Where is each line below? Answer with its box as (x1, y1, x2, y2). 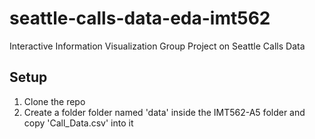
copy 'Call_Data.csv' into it (23, 117, 134, 129)
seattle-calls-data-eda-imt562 (9, 7, 271, 30)
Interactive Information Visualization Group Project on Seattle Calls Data (9, 40, 306, 52)
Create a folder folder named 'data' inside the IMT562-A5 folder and (23, 106, 306, 118)
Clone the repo (23, 95, 86, 107)
